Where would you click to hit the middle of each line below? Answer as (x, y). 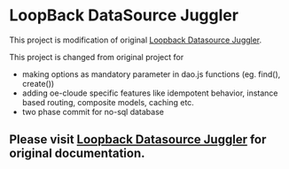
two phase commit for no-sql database (93, 111)
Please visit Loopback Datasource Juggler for (138, 139)
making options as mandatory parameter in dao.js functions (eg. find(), (151, 74)
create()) (38, 83)
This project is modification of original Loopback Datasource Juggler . (136, 40)
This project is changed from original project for (97, 57)
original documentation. (77, 154)
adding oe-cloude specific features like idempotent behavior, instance (150, 93)
